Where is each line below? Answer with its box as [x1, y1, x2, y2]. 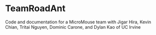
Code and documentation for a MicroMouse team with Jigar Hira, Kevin [5, 19, 152, 25]
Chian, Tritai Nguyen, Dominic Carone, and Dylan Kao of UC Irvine [5, 24, 141, 30]
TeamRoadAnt [5, 3, 66, 14]
